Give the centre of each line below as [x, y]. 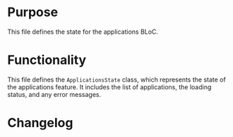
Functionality [47, 60]
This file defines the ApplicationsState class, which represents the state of [116, 79]
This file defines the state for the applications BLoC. [83, 32]
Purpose [33, 12]
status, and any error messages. [54, 94]
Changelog [40, 123]
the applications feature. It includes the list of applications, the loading [109, 87]
